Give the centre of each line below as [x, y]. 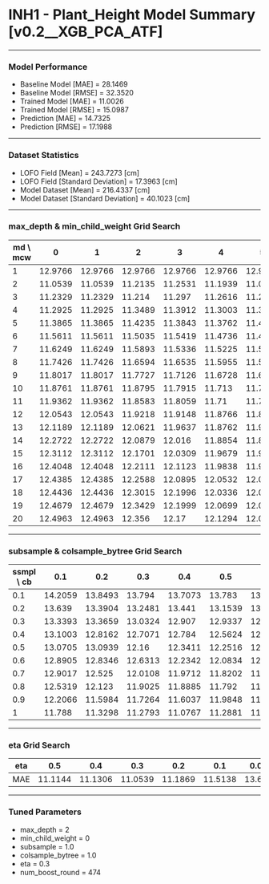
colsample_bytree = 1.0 [58, 855]
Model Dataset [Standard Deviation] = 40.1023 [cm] [105, 198]
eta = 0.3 [35, 863]
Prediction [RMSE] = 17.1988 [66, 127]
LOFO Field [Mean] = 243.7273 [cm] [80, 172]
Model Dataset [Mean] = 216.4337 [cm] [85, 189]
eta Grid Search [39, 745]
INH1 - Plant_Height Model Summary [132, 15]
